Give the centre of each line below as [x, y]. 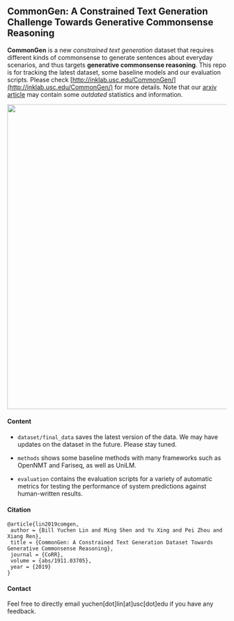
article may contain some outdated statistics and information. [95, 94]
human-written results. [50, 493]
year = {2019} [31, 567]
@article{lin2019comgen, [43, 524]
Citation [19, 509]
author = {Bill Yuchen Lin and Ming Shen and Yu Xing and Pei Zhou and [116, 530]
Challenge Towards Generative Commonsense [110, 23]
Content [19, 422]
